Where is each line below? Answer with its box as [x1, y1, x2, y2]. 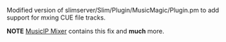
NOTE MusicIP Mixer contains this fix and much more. [6, 27, 165, 35]
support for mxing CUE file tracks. [6, 13, 106, 22]
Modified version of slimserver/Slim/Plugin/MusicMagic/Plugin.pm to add [6, 6, 220, 14]
